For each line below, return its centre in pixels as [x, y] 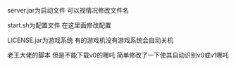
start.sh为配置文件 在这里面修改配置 [59, 25]
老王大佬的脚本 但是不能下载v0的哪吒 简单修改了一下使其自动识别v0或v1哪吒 [118, 55]
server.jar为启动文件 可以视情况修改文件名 [68, 10]
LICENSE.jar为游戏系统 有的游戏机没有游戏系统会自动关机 [91, 40]
